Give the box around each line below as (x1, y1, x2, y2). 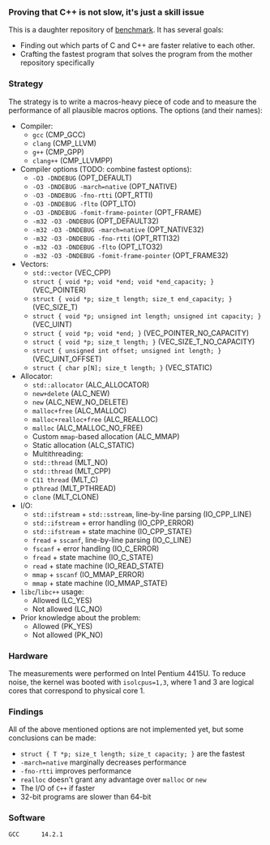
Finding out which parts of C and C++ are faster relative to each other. (19, 41, 255, 50)
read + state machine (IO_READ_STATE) (32, 561, 165, 571)
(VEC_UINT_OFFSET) (32, 354, 102, 364)
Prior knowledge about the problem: (19, 612, 141, 623)
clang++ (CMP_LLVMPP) (32, 155, 114, 165)
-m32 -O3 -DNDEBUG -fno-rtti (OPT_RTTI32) (32, 233, 180, 243)
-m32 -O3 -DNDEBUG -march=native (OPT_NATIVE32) (32, 224, 204, 234)
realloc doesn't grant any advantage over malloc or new (19, 774, 207, 785)
